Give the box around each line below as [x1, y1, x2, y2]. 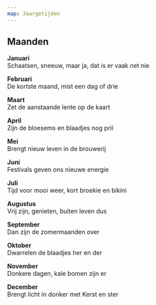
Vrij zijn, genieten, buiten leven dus [7, 207, 107, 216]
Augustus [7, 200, 37, 208]
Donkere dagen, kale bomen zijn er [7, 270, 107, 278]
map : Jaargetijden [7, 10, 60, 17]
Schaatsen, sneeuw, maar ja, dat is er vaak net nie [7, 62, 150, 70]
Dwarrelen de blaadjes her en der [7, 249, 102, 257]
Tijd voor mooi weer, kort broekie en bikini [7, 186, 127, 195]
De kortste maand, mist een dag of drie [7, 82, 119, 91]
